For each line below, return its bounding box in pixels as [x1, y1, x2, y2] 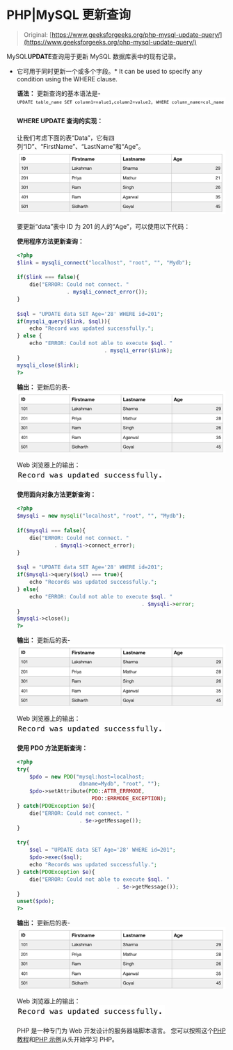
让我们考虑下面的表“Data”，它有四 [16, 134, 115, 142]
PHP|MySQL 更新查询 [6, 7, 131, 23]
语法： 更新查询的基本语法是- [16, 89, 102, 97]
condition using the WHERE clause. [16, 74, 118, 83]
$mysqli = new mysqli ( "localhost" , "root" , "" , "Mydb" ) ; [16, 513, 186, 520]
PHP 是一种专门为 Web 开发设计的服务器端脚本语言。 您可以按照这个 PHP [16, 1026, 226, 1035]
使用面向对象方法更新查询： [16, 491, 97, 499]
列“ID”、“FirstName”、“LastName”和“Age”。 [16, 142, 145, 150]
